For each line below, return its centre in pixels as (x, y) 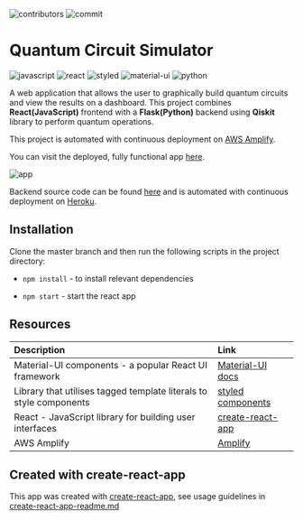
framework (37, 376)
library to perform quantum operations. (82, 121)
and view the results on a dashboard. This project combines (120, 102)
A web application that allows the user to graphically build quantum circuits (149, 93)
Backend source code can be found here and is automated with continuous (149, 191)
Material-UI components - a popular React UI (111, 365)
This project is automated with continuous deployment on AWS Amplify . (142, 139)
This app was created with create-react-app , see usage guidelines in (138, 497)
